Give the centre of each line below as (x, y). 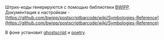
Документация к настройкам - (37, 12)
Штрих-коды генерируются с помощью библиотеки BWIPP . (68, 7)
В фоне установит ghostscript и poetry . (46, 32)
